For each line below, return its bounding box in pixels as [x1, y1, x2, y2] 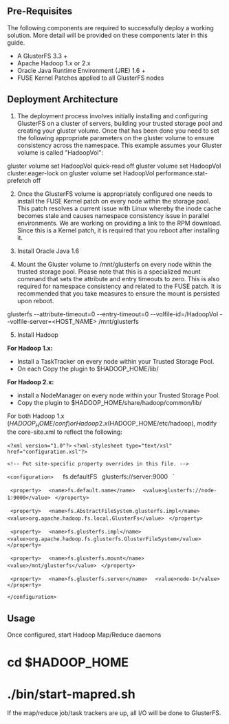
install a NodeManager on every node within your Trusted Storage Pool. [17, 391, 220, 399]
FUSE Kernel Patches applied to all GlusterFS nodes [17, 74, 164, 82]
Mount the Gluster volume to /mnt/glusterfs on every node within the [17, 260, 212, 268]
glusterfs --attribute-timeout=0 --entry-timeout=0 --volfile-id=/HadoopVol [7, 309, 219, 318]
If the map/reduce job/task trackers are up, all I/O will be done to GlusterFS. [7, 709, 221, 717]
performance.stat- [155, 168, 208, 177]
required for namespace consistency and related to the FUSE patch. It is [17, 282, 221, 290]
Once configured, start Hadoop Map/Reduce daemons [7, 630, 162, 639]
